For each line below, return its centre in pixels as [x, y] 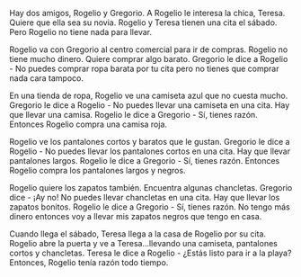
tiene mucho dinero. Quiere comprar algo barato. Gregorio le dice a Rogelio [149, 59]
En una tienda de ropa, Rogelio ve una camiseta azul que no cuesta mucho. [149, 95]
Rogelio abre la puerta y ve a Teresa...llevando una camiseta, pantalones [144, 243]
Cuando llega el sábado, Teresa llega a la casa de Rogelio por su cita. [138, 234]
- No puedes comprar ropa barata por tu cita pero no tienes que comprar [144, 68]
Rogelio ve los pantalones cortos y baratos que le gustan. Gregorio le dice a [150, 142]
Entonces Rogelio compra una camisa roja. [89, 124]
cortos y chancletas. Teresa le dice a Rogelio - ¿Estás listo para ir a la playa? [150, 253]
